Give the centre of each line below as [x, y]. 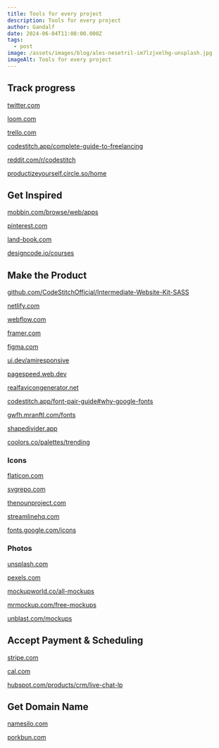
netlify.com [24, 306]
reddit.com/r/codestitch [42, 160]
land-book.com [30, 239]
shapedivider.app [32, 429]
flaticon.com [25, 476]
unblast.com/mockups [40, 618]
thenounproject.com [37, 503]
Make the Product [47, 275]
